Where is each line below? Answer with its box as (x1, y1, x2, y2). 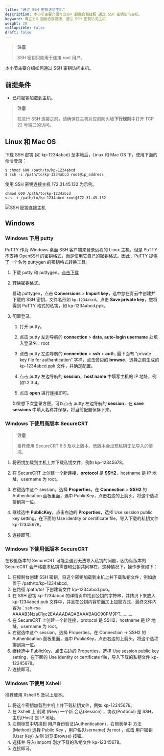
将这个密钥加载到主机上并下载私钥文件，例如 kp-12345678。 (12, 702, 135, 708)
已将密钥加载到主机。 (12, 94, 55, 101)
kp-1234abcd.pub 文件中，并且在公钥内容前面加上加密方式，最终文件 (12, 599, 153, 605)
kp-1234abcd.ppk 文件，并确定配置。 (19, 363, 95, 369)
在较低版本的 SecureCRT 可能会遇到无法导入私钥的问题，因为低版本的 (5, 557, 146, 563)
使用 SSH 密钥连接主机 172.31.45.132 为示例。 (5, 181, 97, 187)
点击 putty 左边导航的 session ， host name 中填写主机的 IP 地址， (19, 373, 153, 379)
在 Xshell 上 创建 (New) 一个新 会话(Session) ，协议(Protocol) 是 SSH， (12, 709, 156, 715)
